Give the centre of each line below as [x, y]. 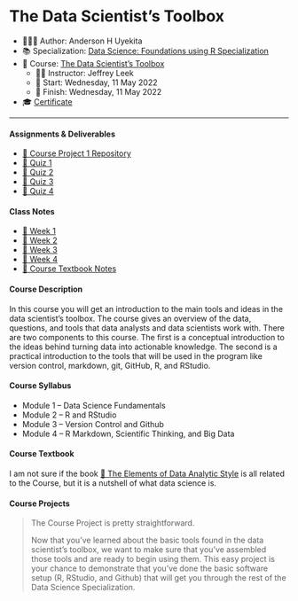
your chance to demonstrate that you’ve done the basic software [149, 568]
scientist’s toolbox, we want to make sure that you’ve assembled [149, 550]
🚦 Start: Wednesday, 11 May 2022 [96, 82]
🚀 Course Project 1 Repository [76, 153]
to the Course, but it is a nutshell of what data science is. [113, 483]
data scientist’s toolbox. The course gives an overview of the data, [130, 318]
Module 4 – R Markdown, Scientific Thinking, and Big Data [128, 433]
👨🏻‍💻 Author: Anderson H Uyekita [82, 41]
